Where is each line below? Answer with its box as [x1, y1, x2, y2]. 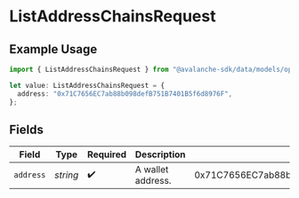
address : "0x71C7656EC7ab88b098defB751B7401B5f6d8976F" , [17, 89, 233, 99]
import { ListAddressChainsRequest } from [9, 65, 169, 74]
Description [134, 148, 186, 161]
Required [87, 148, 127, 161]
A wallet [134, 163, 169, 176]
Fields [9, 122, 44, 137]
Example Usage [9, 42, 98, 57]
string [54, 169, 79, 181]
